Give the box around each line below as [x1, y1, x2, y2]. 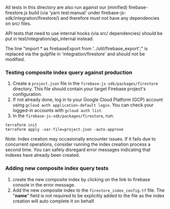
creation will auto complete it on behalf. [12, 198, 95, 204]
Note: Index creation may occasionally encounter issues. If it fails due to [5, 136, 156, 142]
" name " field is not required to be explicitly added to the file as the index [12, 192, 165, 198]
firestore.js [5, 10, 28, 16]
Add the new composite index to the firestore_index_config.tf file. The [12, 187, 165, 193]
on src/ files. [5, 20, 31, 26]
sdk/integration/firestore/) [5, 15, 59, 21]
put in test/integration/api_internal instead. [5, 36, 94, 42]
